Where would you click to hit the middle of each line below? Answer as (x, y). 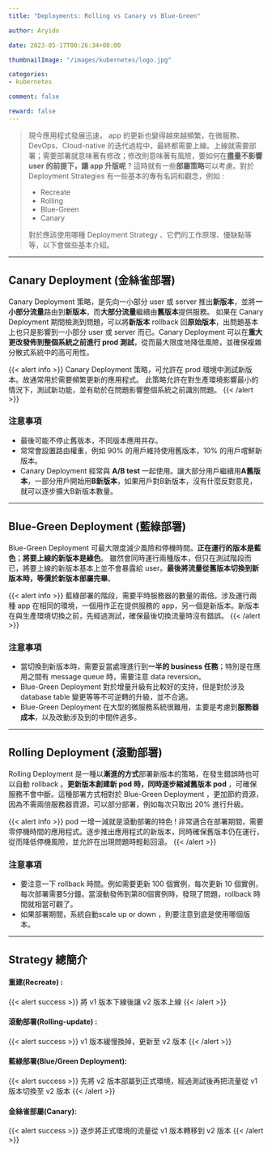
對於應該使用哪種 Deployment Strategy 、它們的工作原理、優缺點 (136, 234)
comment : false (34, 97)
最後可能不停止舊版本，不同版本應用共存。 (91, 440)
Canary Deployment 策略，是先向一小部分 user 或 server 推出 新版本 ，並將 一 (136, 302)
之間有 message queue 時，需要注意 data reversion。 (117, 676)
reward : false (32, 111)
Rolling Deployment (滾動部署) (85, 753)
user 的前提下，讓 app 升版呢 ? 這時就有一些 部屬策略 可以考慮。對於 (141, 165)
